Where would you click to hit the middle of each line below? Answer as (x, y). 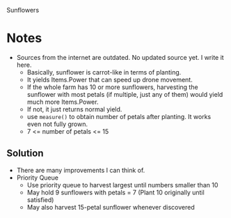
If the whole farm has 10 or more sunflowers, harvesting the (113, 87)
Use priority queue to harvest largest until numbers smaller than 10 (122, 185)
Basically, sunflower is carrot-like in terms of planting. (104, 72)
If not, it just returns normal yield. (74, 109)
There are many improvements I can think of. (81, 170)
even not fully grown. (57, 124)
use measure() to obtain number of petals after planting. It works (119, 116)
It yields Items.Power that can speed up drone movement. (110, 79)
